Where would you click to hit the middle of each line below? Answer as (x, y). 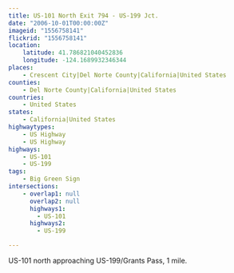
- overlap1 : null (52, 194)
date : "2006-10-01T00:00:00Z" (59, 23)
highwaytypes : (32, 127)
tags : (17, 172)
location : (25, 45)
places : (21, 68)
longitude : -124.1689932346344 (75, 61)
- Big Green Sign (52, 179)
